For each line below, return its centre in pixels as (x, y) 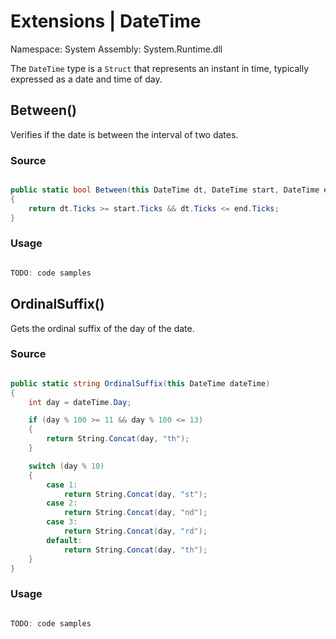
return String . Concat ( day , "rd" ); (135, 531)
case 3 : (62, 522)
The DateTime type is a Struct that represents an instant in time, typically (160, 68)
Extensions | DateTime (106, 21)
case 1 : (62, 485)
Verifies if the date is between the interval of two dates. (124, 134)
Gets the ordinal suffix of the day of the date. (102, 328)
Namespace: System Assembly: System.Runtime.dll (116, 49)
